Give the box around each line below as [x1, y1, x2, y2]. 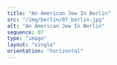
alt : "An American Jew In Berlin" [7, 22, 105, 29]
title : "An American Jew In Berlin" [7, 9, 111, 17]
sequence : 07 [7, 28, 44, 36]
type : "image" [7, 35, 48, 42]
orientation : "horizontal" [7, 48, 84, 55]
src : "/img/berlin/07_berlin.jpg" [7, 16, 105, 23]
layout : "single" [7, 41, 56, 48]
